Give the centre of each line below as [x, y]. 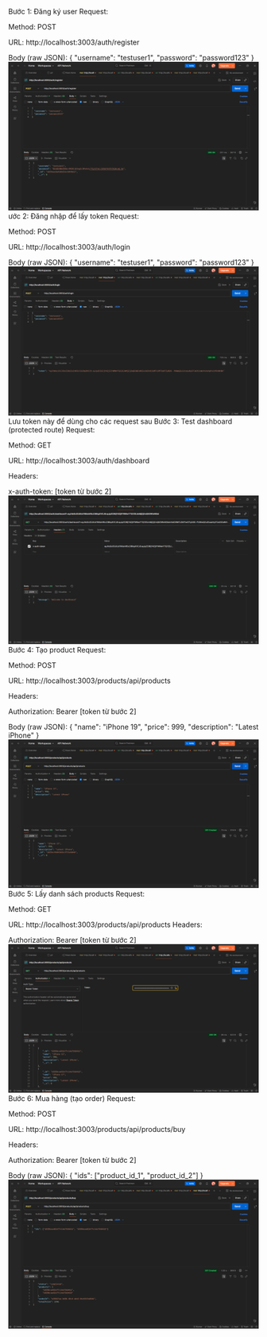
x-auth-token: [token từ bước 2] [60, 491]
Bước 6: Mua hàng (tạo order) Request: [72, 1099]
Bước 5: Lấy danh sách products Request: [77, 894]
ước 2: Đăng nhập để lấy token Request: [74, 216]
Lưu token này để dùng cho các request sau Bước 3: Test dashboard [120, 421]
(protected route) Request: [52, 429]
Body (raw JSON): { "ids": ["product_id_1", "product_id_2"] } [106, 1176]
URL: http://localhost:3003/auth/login [70, 247]
